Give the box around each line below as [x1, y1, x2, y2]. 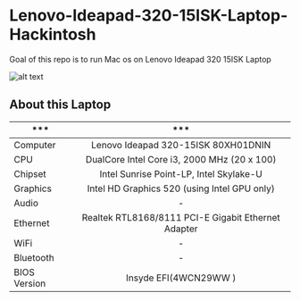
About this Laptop [9, 97, 112, 113]
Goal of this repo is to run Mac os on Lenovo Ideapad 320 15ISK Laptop [9, 54, 272, 64]
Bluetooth [13, 251, 55, 263]
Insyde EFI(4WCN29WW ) [126, 272, 237, 284]
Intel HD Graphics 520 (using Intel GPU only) [87, 182, 275, 195]
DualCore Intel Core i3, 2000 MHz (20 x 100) [85, 153, 277, 165]
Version [13, 277, 46, 289]
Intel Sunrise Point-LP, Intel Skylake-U [99, 167, 263, 180]
